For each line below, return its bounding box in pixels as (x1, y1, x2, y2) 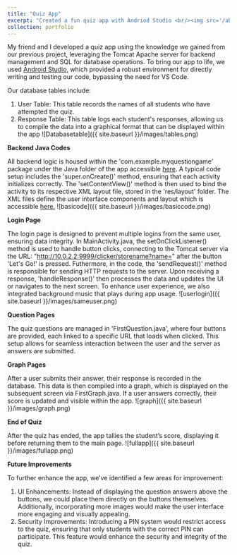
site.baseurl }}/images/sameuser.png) (7, 297, 118, 305)
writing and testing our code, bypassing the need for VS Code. (7, 73, 189, 81)
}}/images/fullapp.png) (7, 446, 74, 455)
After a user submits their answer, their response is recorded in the (7, 374, 202, 383)
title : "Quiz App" (7, 10, 61, 18)
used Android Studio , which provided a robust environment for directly (7, 65, 212, 74)
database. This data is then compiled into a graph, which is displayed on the (7, 382, 229, 390)
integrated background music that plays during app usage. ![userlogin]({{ (7, 290, 220, 298)
